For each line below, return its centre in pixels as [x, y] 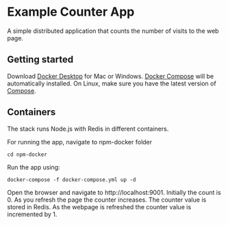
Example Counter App [71, 12]
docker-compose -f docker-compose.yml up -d [72, 180]
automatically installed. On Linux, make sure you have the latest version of [112, 83]
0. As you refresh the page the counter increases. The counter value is [107, 200]
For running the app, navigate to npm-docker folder [80, 142]
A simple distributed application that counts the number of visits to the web [113, 31]
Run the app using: [34, 167]
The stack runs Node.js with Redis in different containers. [88, 129]
